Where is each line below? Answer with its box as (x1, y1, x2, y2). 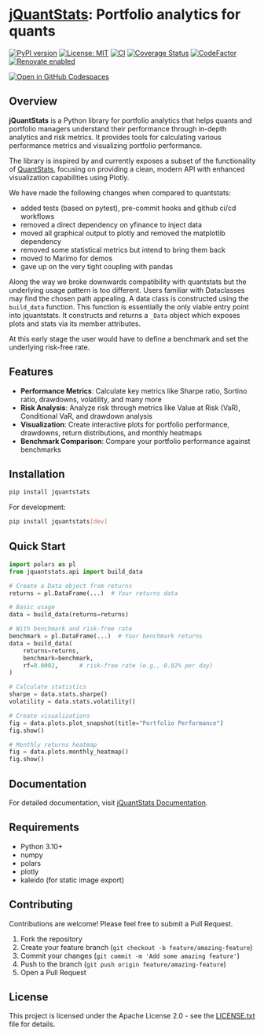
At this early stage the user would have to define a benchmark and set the (9, 334, 248, 343)
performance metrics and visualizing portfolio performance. (9, 140, 203, 150)
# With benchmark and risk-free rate (9, 625, 133, 633)
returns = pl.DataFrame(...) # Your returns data (9, 589, 178, 597)
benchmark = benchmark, (23, 654, 93, 662)
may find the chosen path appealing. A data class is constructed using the (9, 294, 249, 303)
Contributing (9, 898, 73, 911)
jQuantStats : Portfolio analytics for (9, 6, 241, 24)
